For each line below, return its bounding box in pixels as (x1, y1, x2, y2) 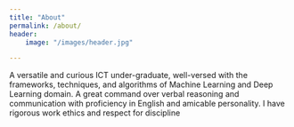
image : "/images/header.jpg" (25, 37, 134, 47)
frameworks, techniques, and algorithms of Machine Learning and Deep (9, 79, 274, 90)
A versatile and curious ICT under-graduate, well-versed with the (9, 70, 248, 81)
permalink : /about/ (9, 21, 82, 30)
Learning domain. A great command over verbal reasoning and (9, 89, 240, 99)
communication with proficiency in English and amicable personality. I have (9, 99, 285, 109)
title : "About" (9, 12, 66, 22)
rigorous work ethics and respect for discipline (9, 107, 181, 118)
